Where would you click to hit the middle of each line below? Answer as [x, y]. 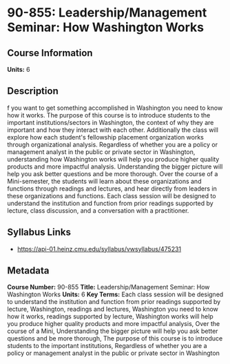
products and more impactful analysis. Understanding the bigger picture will [115, 166]
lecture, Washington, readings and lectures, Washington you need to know [113, 309]
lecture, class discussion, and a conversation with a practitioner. [98, 210]
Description [33, 91]
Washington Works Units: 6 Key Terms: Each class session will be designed [115, 294]
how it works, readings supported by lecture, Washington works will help [110, 316]
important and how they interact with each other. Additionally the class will [113, 130]
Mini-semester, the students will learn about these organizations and [104, 181]
